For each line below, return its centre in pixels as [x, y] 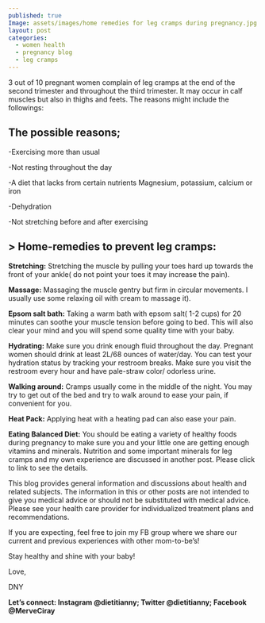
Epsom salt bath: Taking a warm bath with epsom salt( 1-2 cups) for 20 [125, 313]
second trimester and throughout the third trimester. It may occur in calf [126, 90]
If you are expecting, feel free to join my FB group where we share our [123, 532]
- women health [40, 45]
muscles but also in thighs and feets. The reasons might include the [119, 99]
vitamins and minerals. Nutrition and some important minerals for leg [120, 451]
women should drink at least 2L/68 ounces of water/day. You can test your [130, 354]
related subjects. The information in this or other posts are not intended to [129, 491]
